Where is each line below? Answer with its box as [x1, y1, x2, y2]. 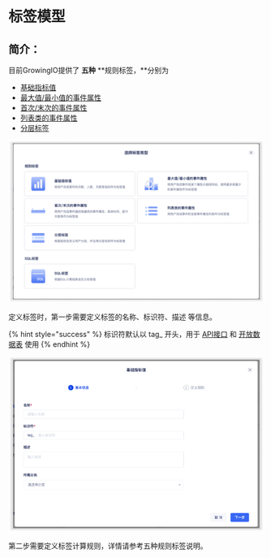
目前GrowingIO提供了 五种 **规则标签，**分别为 [8, 66, 169, 75]
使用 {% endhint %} [24, 339, 91, 349]
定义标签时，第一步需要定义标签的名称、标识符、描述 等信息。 [8, 312, 217, 322]
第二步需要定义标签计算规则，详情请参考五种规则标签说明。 [8, 541, 208, 551]
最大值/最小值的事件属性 [19, 93, 101, 102]
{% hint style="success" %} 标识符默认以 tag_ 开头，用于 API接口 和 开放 [8, 329, 253, 339]
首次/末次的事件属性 [19, 103, 88, 112]
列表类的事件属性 [19, 113, 78, 123]
